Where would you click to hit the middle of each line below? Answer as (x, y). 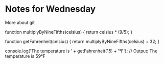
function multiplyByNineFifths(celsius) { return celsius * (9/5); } (69, 32)
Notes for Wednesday (50, 9)
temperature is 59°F (25, 56)
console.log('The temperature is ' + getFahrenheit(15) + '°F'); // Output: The (81, 51)
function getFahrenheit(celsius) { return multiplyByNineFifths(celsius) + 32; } (82, 41)
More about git (20, 22)
